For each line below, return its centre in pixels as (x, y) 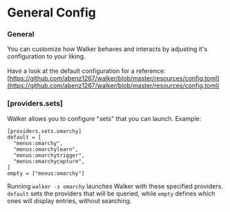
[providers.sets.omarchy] (44, 131)
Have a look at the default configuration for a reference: (86, 71)
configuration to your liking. (46, 56)
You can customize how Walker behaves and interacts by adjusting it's (107, 49)
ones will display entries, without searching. (69, 200)
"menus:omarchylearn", (46, 149)
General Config (52, 13)
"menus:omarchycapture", (49, 161)
